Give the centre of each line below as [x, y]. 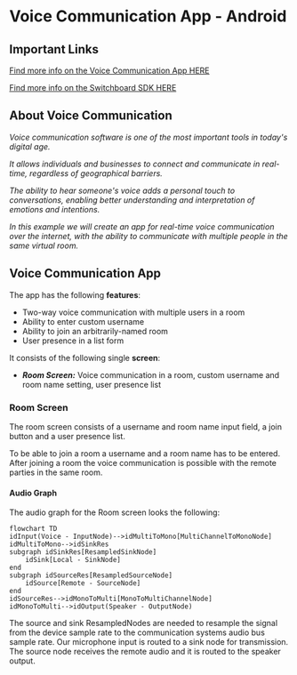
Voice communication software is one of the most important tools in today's [148, 137]
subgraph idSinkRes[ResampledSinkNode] [83, 552]
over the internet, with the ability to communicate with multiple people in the [149, 236]
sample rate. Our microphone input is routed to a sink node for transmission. [149, 642]
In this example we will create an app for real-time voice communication [142, 226]
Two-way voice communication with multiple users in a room [133, 312]
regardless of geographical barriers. [96, 173]
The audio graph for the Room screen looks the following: [115, 512]
